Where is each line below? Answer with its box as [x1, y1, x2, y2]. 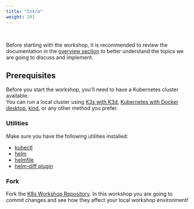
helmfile [14, 156, 34, 163]
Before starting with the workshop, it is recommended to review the [6, 41, 168, 48]
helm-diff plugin [14, 162, 54, 169]
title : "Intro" [6, 8, 43, 15]
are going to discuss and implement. [6, 54, 94, 61]
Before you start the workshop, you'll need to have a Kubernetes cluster [6, 86, 179, 93]
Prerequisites [6, 71, 56, 81]
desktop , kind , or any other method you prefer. [6, 104, 118, 112]
